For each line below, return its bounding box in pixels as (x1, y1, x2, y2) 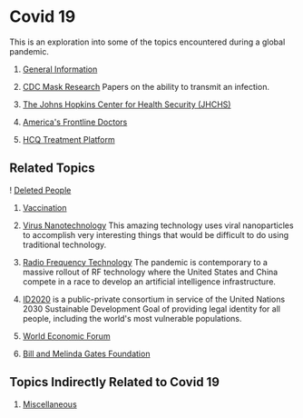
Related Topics (9, 161, 95, 176)
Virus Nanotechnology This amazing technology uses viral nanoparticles (22, 220, 294, 231)
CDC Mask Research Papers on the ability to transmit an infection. (22, 81, 270, 92)
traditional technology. (22, 239, 107, 250)
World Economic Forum (22, 330, 111, 342)
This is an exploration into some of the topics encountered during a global (9, 36, 286, 47)
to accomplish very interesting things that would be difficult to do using (22, 229, 288, 240)
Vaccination (22, 202, 67, 213)
